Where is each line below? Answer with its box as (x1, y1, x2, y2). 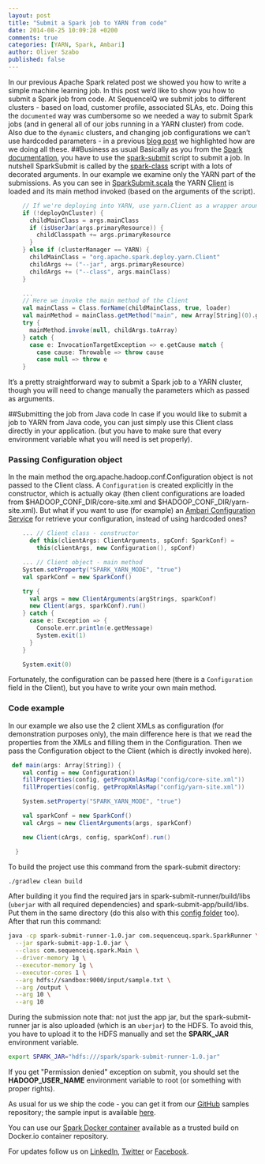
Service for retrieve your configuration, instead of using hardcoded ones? (8, 514, 248, 524)
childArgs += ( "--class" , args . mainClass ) (28, 268, 171, 276)
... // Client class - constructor (22, 529, 140, 537)
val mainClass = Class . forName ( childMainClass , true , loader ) (22, 304, 231, 312)
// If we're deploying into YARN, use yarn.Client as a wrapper (22, 202, 238, 209)
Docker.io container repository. (8, 1132, 109, 1141)
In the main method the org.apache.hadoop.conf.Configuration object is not (8, 472, 254, 482)
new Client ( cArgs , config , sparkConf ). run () (22, 833, 171, 842)
